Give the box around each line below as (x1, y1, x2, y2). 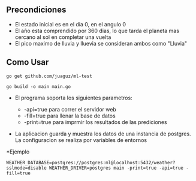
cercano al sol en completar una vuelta (14, 33, 111, 41)
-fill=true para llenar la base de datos (23, 112, 116, 119)
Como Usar (6, 57, 49, 68)
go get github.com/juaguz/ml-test (6, 73, 93, 79)
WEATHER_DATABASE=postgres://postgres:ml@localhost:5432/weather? (6, 159, 176, 165)
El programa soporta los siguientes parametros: (14, 94, 133, 101)
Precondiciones (6, 5, 67, 15)
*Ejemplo (6, 148, 30, 155)
